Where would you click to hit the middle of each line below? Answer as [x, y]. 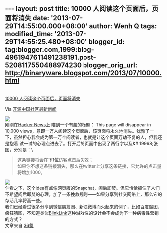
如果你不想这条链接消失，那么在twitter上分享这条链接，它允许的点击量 [89, 166]
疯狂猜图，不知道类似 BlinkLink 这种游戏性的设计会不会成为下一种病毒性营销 [82, 213]
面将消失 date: [27, 18]
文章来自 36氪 [19, 225]
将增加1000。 [31, 172]
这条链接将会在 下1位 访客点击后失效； [55, 160]
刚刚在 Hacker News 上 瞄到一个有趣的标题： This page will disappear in [78, 124]
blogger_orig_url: [110, 65]
